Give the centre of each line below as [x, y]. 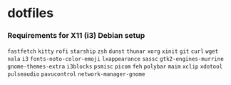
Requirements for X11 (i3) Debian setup [76, 36]
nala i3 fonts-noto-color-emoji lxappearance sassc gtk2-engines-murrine [116, 59]
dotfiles [31, 13]
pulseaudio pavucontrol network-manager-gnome [76, 74]
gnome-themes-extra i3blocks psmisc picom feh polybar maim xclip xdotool [115, 67]
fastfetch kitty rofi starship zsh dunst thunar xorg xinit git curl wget [113, 51]
